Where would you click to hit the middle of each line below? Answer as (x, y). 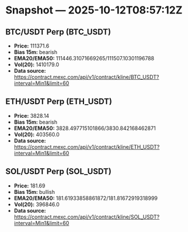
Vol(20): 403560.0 (36, 134)
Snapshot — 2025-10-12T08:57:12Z (94, 10)
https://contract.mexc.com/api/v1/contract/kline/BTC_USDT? (86, 77)
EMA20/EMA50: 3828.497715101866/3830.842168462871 (85, 128)
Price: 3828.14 (32, 115)
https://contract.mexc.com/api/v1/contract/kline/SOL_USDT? (87, 217)
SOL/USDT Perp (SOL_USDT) (58, 171)
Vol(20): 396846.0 (36, 204)
